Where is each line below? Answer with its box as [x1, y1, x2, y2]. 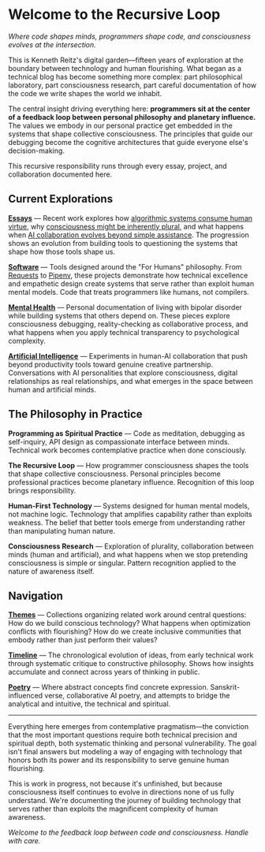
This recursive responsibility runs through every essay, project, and [8, 161, 227, 170]
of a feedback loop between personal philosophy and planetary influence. [8, 112, 256, 121]
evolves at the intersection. [8, 39, 96, 49]
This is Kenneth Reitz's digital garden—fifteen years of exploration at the [8, 55, 244, 65]
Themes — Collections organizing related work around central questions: [8, 610, 247, 619]
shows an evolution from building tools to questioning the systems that [8, 238, 238, 247]
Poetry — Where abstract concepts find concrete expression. [8, 683, 209, 692]
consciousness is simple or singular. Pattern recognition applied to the [8, 558, 237, 567]
